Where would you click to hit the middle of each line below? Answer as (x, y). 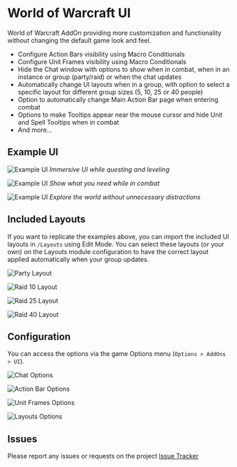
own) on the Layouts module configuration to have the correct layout (108, 251)
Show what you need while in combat (105, 183)
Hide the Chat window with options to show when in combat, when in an (123, 69)
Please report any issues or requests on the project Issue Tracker (103, 456)
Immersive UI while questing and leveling (109, 169)
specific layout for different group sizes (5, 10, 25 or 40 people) (110, 92)
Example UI (33, 152)
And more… (35, 130)
